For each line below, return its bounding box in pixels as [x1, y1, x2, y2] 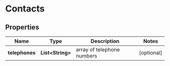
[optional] [139, 49, 162, 56]
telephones [8, 49, 36, 56]
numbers [75, 52, 98, 59]
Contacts [5, 3, 45, 14]
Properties [5, 23, 39, 31]
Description [91, 38, 120, 44]
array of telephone [75, 46, 120, 53]
